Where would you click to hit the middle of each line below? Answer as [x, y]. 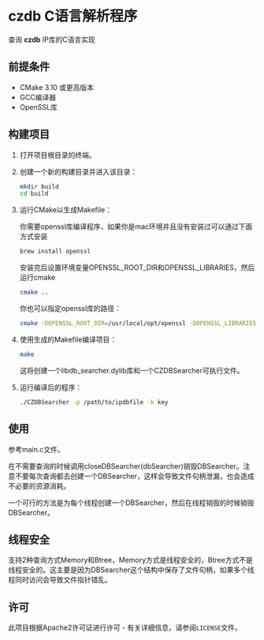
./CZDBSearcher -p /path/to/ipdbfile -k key [94, 402]
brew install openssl [55, 252]
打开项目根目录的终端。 [58, 155]
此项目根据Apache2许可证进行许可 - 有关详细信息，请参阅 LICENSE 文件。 [125, 627]
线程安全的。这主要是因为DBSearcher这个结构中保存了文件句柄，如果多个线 [131, 570]
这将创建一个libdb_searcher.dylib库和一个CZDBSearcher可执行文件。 [132, 370]
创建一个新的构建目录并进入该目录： [78, 171]
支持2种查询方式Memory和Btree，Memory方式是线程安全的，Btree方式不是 [131, 560]
